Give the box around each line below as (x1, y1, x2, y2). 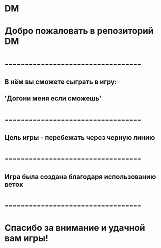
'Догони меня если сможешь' (4, 94, 102, 103)
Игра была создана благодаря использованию (4, 173, 156, 181)
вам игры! (4, 232, 49, 244)
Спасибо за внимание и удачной (4, 222, 145, 233)
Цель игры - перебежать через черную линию (4, 133, 155, 142)
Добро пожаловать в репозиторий (4, 25, 154, 37)
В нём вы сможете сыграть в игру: (4, 77, 117, 86)
